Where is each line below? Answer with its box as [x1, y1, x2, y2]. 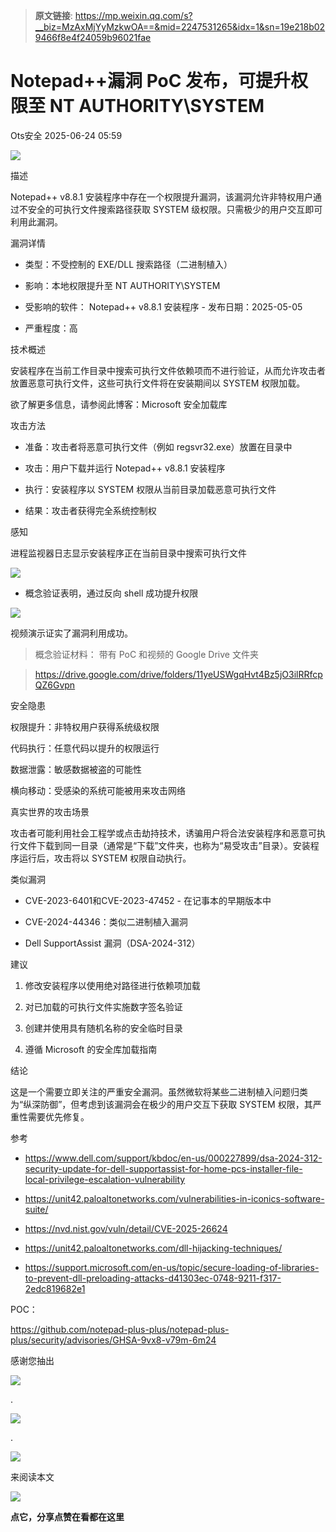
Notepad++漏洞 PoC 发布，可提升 [10, 70, 292, 93]
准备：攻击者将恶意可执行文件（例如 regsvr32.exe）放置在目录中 [24, 440, 293, 453]
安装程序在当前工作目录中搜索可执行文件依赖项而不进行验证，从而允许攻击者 [10, 364, 326, 376]
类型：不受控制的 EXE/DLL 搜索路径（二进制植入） [24, 258, 233, 270]
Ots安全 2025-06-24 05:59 [10, 129, 123, 141]
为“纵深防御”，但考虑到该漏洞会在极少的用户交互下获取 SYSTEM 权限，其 [10, 1098, 313, 1110]
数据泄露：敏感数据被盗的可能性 [10, 763, 142, 775]
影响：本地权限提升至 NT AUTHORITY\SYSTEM [24, 279, 221, 291]
